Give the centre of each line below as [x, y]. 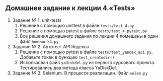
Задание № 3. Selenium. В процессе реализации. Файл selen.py [80, 73]
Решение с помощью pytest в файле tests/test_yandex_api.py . [86, 52]
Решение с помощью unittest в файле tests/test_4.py [77, 25]
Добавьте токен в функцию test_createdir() [67, 57]
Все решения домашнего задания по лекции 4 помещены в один [89, 36]
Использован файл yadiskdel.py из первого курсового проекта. [87, 62]
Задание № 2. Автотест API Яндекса [51, 46]
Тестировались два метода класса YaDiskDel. [68, 68]
